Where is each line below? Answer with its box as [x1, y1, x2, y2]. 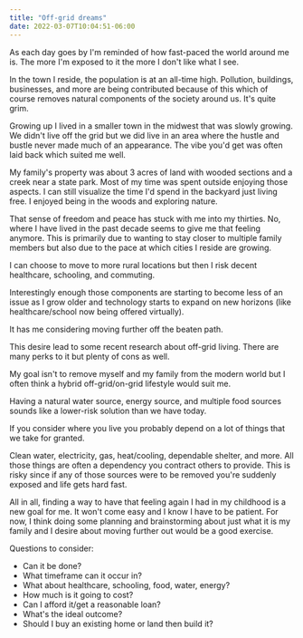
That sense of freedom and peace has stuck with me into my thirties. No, [9, 213, 281, 224]
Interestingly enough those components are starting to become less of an [9, 286, 283, 297]
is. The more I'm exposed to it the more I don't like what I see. [9, 56, 240, 67]
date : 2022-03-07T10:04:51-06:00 [9, 22, 136, 31]
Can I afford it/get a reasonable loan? [22, 599, 161, 610]
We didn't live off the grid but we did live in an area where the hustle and [9, 130, 280, 140]
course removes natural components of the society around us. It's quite [9, 92, 277, 104]
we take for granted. [9, 432, 85, 443]
